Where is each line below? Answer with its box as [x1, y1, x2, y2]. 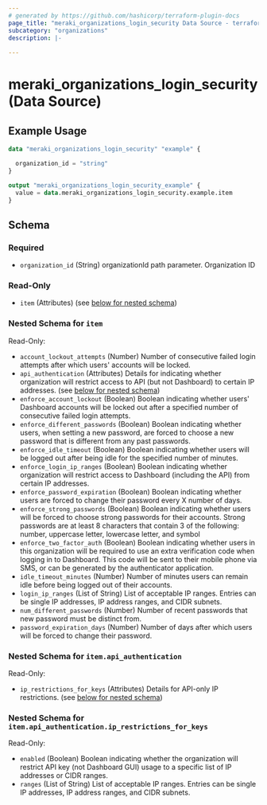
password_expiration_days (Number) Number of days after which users [19, 622, 253, 631]
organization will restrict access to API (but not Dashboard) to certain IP [19, 377, 255, 386]
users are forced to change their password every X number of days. [19, 495, 242, 505]
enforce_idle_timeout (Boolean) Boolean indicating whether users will [19, 444, 250, 454]
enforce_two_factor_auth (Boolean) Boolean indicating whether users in [19, 537, 256, 547]
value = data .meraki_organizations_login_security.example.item [15, 189, 233, 197]
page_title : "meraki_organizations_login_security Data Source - [8, 19, 229, 27]
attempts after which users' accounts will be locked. [19, 360, 191, 369]
